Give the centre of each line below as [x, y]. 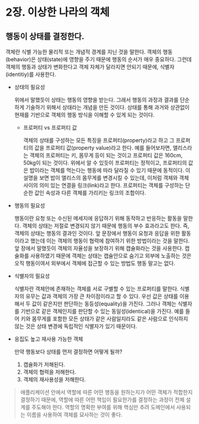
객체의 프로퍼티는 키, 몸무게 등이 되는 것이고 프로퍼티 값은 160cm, [106, 155]
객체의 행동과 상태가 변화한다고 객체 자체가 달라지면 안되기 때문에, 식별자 [90, 67]
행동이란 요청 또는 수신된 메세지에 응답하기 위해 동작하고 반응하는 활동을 [98, 218]
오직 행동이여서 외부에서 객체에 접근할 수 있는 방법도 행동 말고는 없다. [95, 263]
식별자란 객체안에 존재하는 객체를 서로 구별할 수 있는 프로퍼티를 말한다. [96, 289]
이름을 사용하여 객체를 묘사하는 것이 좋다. [75, 415]
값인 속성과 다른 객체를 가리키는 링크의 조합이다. [90, 193]
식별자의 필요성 [32, 276]
